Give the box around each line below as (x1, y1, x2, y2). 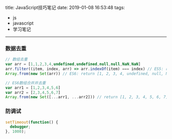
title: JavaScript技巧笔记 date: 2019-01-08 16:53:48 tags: (5, 5, 125, 10)
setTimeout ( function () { (5, 120, 58, 125)
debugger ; (10, 124, 31, 129)
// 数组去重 (5, 57, 28, 62)
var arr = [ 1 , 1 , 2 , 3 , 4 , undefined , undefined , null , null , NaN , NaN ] (5, 62, 141, 67)
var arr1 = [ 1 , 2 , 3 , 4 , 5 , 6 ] (5, 85, 60, 90)
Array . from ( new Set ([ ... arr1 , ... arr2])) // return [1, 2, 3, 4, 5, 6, (5, 95, 161, 100)
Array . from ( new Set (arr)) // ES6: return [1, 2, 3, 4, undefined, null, (5, 71, 164, 76)
